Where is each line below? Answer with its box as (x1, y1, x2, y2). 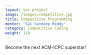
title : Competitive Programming (5, 16, 72, 21)
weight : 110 (5, 30, 30, 35)
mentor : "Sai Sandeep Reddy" (5, 21, 66, 26)
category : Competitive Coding (5, 26, 68, 31)
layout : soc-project (5, 7, 48, 12)
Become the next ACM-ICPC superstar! (5, 44, 86, 50)
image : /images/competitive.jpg (5, 12, 72, 17)
